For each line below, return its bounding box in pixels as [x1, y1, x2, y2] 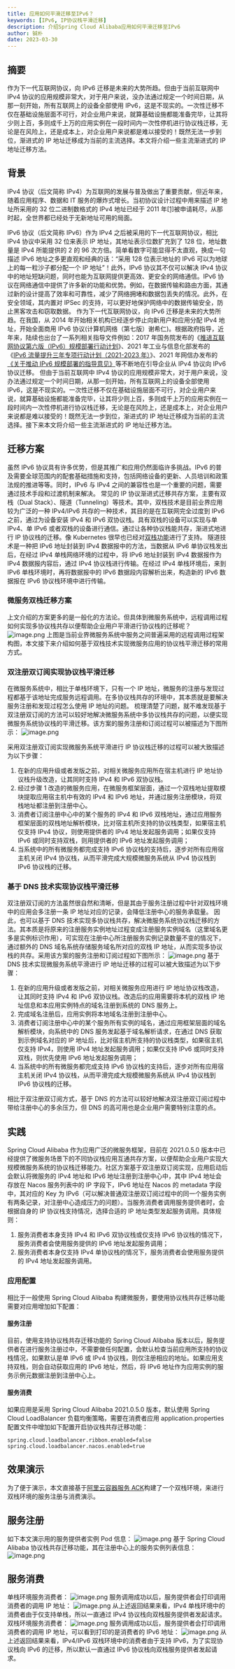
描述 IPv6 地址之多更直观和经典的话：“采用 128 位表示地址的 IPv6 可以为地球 [7, 255, 228, 263]
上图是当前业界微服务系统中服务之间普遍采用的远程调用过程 [46, 630, 218, 638]
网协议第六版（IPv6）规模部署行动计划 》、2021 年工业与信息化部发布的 [7, 342, 211, 350]
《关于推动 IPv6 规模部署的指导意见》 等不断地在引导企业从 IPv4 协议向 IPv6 [7, 359, 226, 368]
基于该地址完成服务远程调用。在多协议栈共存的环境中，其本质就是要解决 [19, 693, 228, 701]
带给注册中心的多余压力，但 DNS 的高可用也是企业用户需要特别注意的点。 [7, 1103, 220, 1112]
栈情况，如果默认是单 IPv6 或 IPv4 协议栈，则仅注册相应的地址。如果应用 [7, 1354, 218, 1362]
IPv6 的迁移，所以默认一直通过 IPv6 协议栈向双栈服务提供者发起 [27, 1645, 212, 1654]
